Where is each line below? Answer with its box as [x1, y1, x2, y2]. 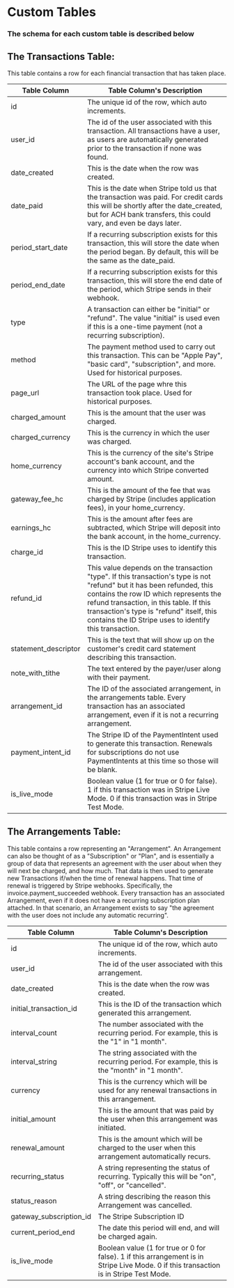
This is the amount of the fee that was [86, 485, 211, 495]
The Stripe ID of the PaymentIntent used [86, 730, 219, 739]
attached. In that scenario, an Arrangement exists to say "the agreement [7, 903, 214, 912]
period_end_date [10, 280, 65, 290]
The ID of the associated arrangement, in [86, 684, 221, 693]
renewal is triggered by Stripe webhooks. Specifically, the [7, 881, 173, 890]
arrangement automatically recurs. [97, 1152, 211, 1161]
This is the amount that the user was [86, 408, 206, 418]
